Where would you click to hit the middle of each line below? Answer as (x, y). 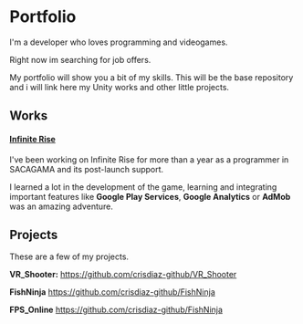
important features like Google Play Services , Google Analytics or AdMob (150, 196)
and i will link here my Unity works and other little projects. (120, 87)
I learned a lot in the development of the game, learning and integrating (143, 187)
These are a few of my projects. (69, 256)
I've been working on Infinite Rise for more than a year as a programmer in (149, 159)
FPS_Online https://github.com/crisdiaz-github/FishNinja (116, 310)
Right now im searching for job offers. (80, 59)
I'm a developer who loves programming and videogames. (119, 42)
